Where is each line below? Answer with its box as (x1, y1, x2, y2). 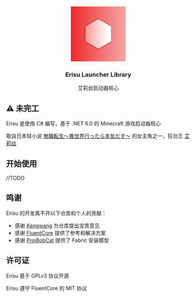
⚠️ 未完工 (6, 103, 39, 113)
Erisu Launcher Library (65, 70, 132, 78)
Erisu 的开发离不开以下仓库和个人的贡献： (6, 209, 107, 217)
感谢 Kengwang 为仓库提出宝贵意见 (14, 222, 100, 229)
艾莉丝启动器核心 (78, 84, 119, 91)
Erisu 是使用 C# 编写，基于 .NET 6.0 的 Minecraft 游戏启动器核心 (6, 120, 161, 127)
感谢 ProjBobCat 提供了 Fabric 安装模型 (14, 237, 109, 244)
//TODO (6, 174, 25, 182)
